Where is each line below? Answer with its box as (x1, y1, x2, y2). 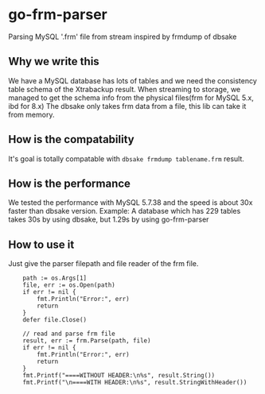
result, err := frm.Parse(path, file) (22, 337, 151, 345)
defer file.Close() (22, 316, 88, 324)
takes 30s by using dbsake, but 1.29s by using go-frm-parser (8, 214, 209, 224)
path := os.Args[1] (22, 274, 88, 283)
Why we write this (8, 55, 99, 68)
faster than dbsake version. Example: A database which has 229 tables (8, 207, 241, 216)
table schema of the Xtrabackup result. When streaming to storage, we (8, 84, 241, 94)
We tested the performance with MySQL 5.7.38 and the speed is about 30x (8, 198, 253, 207)
